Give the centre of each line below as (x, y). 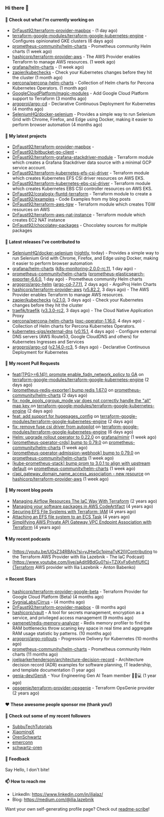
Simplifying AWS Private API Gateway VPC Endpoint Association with (82, 522)
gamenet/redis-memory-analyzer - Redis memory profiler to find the (81, 623)
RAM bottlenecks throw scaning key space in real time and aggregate (82, 628)
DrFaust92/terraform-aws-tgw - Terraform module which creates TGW (84, 204)
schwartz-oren (27, 748)
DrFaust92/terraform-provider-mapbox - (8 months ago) (69, 607)
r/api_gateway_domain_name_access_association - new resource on (81, 473)
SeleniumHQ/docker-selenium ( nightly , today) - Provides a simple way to (85, 252)
